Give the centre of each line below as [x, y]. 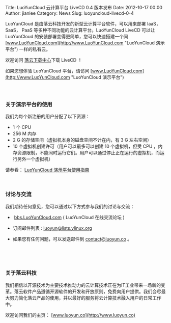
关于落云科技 [21, 273]
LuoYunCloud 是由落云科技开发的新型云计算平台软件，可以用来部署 [76, 24]
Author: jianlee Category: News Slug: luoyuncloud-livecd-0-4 [69, 13]
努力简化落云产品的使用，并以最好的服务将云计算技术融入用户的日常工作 [85, 298]
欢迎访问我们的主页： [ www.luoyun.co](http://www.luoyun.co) [70, 315]
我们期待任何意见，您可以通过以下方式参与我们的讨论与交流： [70, 206]
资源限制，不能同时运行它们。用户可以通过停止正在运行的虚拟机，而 [89, 153]
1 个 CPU [22, 127]
